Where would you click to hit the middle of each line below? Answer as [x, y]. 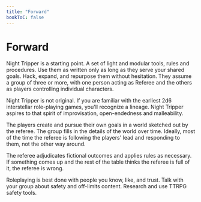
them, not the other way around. [46, 144]
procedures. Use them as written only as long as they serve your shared [95, 70]
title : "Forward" [28, 12]
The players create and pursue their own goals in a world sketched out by [97, 125]
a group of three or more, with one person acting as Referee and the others [99, 83]
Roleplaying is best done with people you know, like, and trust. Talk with [95, 180]
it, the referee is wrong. [35, 168]
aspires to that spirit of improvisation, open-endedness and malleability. [95, 113]
